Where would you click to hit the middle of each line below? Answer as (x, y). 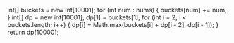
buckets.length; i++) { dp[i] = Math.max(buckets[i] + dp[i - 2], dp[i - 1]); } (113, 25)
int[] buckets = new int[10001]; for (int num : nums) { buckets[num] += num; (117, 10)
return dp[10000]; (33, 32)
